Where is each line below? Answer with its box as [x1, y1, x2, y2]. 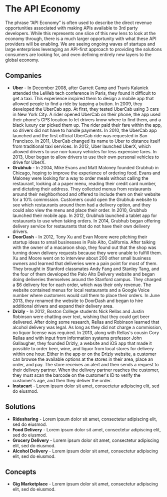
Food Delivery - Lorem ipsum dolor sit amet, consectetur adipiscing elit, [12, 426, 161, 432]
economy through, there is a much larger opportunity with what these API [5, 36, 156, 42]
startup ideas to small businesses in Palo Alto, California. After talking [12, 239, 156, 245]
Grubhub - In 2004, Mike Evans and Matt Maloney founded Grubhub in [12, 164, 159, 170]
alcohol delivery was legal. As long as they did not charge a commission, [12, 324, 162, 330]
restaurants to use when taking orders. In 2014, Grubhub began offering [12, 217, 161, 223]
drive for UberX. [12, 159, 46, 165]
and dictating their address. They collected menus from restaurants [12, 186, 151, 192]
